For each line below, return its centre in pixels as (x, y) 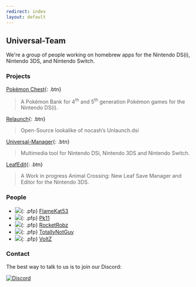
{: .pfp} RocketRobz (44, 225)
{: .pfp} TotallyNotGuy (47, 232)
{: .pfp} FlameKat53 (44, 211)
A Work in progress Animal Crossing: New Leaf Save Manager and (101, 176)
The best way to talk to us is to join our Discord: (64, 266)
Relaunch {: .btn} (26, 119)
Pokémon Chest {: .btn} (34, 89)
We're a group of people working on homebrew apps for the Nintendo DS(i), (98, 55)
